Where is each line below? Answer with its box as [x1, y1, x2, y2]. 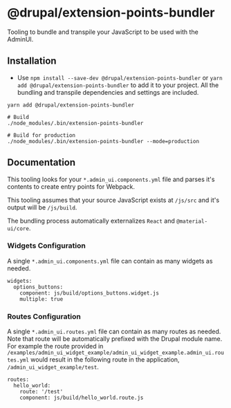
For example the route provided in [7, 342, 104, 351]
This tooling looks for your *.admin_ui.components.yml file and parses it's [7, 175, 215, 183]
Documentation [7, 157, 76, 169]
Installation [7, 55, 57, 67]
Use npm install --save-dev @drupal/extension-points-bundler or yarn [17, 73, 223, 82]
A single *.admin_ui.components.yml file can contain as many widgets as [7, 257, 213, 265]
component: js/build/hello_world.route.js [19, 394, 144, 402]
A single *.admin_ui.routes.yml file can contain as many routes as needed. [7, 327, 221, 336]
